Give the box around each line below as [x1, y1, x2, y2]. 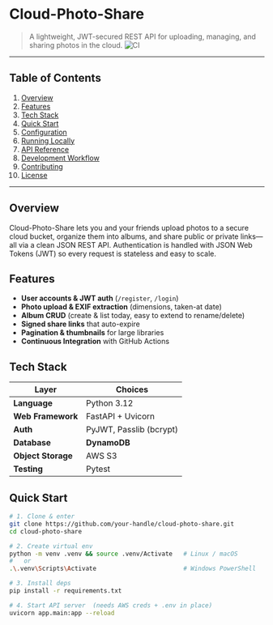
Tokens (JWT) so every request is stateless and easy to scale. [9, 249, 217, 258]
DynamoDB [85, 437, 130, 449]
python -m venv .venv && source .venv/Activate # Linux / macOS [9, 550, 238, 558]
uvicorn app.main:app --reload [9, 609, 115, 617]
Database [13, 437, 52, 449]
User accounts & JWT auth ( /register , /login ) [20, 293, 179, 304]
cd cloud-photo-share [9, 527, 83, 535]
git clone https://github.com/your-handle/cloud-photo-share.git [9, 520, 234, 528]
